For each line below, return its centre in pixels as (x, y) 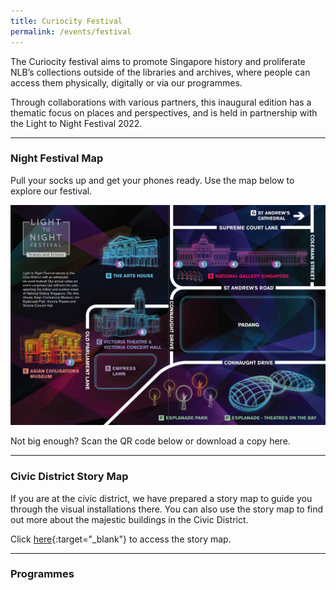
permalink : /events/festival (71, 31)
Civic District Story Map (69, 477)
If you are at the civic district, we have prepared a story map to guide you (161, 498)
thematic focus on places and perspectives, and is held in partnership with (164, 112)
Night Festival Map (57, 158)
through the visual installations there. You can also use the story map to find (167, 509)
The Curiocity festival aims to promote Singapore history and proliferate (158, 61)
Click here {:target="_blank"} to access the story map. (121, 539)
